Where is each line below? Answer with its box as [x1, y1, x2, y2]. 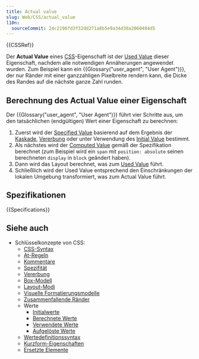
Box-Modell [23, 277, 52, 284]
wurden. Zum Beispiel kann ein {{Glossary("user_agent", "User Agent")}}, [6, 66, 186, 73]
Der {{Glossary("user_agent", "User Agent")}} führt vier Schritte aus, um [6, 111, 183, 119]
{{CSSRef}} [6, 42, 34, 49]
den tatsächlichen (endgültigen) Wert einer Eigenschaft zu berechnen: [6, 117, 178, 125]
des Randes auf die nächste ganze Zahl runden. [6, 78, 124, 85]
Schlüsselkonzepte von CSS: [14, 239, 86, 246]
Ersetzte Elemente [23, 346, 68, 353]
